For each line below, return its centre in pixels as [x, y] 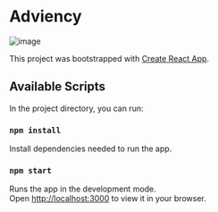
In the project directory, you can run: [76, 108]
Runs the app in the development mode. [83, 189]
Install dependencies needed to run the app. [91, 148]
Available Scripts [57, 87]
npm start [30, 170]
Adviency [46, 17]
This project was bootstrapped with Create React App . [109, 58]
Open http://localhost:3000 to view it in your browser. [108, 199]
